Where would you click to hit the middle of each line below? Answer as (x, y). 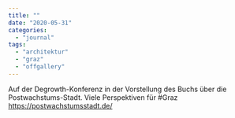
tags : (17, 45)
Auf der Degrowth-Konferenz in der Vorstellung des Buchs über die (117, 89)
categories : (28, 30)
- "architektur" (42, 52)
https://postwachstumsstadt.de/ (60, 105)
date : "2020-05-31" (40, 23)
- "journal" (35, 37)
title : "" (24, 15)
